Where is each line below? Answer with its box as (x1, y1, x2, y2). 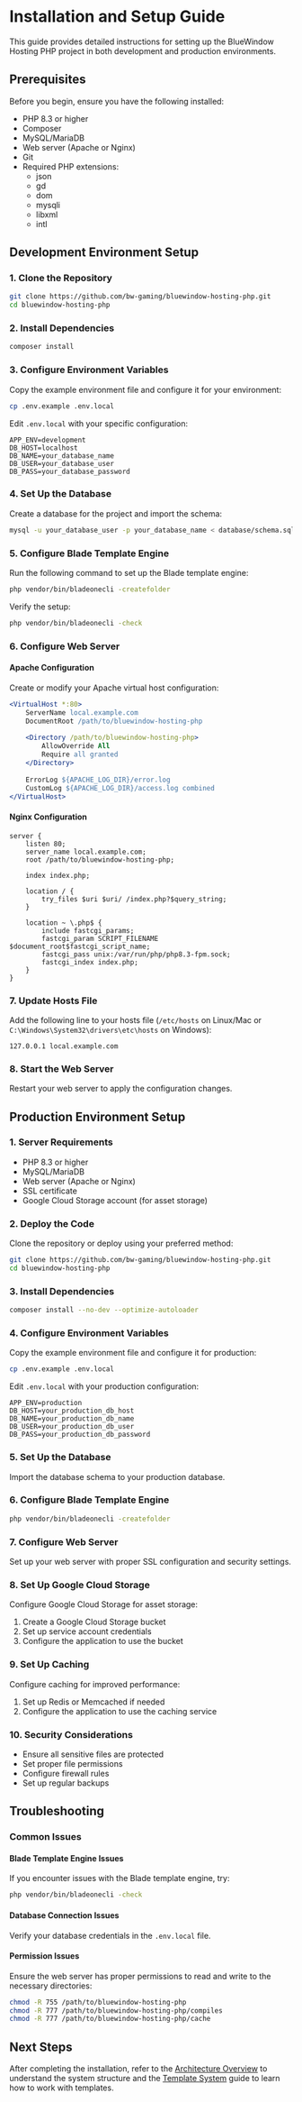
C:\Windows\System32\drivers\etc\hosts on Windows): (9, 1024, 212, 1035)
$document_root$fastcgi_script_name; (9, 942, 151, 951)
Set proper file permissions (22, 1758, 123, 1768)
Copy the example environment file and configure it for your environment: (9, 384, 281, 395)
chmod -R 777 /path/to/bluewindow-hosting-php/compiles (9, 2006, 223, 2015)
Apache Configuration (9, 663, 94, 673)
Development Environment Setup (9, 245, 200, 260)
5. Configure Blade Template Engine (9, 547, 169, 560)
